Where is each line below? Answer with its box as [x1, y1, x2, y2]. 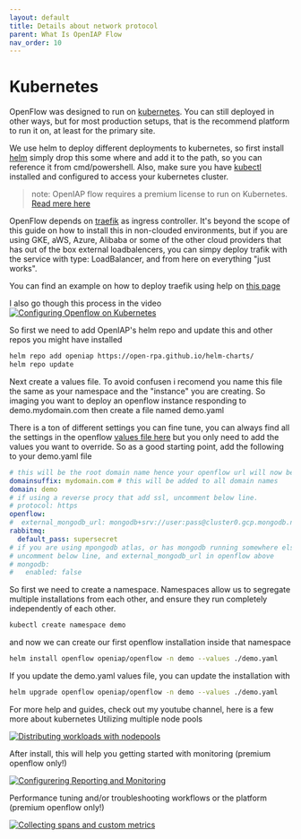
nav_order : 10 [9, 38, 63, 48]
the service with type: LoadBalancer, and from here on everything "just [9, 254, 271, 264]
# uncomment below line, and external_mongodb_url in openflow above [9, 551, 275, 560]
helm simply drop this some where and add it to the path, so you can [9, 152, 262, 163]
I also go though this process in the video [9, 298, 162, 309]
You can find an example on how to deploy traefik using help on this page [9, 281, 280, 291]
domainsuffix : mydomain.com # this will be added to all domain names [9, 476, 279, 485]
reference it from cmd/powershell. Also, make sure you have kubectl [9, 162, 262, 173]
